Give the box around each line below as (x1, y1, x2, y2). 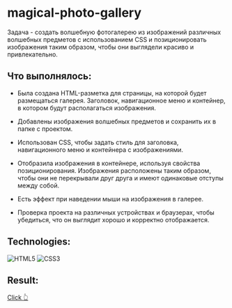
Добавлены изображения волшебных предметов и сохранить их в (17, 117, 217, 125)
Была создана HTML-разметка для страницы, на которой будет (17, 88, 207, 97)
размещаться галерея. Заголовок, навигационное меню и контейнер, (17, 96, 226, 105)
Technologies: (7, 236, 71, 248)
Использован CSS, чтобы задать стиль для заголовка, (17, 138, 179, 146)
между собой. (17, 181, 60, 190)
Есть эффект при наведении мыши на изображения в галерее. (17, 194, 204, 203)
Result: (7, 274, 39, 286)
